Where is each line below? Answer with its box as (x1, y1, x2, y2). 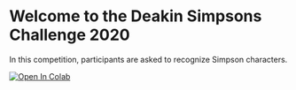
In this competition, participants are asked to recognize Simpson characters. (9, 54, 288, 64)
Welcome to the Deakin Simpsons (9, 6, 262, 26)
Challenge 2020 (9, 25, 130, 45)
